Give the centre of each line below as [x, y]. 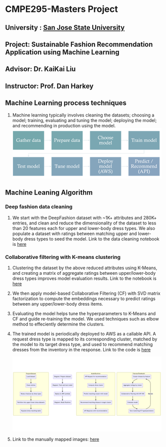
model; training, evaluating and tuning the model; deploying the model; [84, 120]
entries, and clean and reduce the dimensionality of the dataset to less [84, 223]
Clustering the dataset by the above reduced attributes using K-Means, [85, 268]
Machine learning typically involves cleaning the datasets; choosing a [83, 115]
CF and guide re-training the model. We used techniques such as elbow [85, 319]
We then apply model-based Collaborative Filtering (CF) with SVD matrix [86, 293]
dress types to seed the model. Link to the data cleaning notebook [92, 239]
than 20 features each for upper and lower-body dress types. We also [83, 228]
